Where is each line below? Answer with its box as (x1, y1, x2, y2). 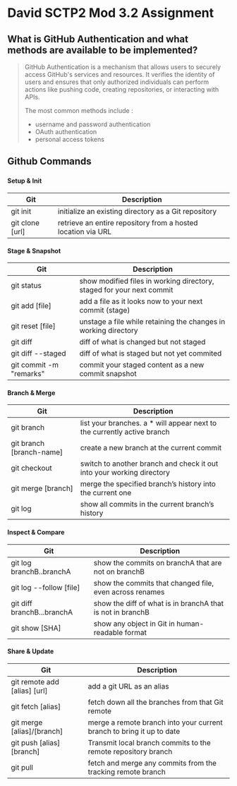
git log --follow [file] (11, 582, 80, 592)
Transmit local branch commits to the (87, 737, 212, 747)
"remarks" (11, 369, 45, 379)
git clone (11, 217, 40, 227)
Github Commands (7, 155, 92, 167)
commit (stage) (79, 306, 130, 315)
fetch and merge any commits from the (87, 758, 217, 768)
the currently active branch (80, 427, 171, 437)
